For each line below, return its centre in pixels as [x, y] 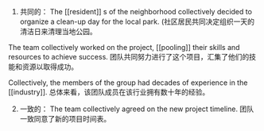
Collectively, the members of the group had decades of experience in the [128, 83]
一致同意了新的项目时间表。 [65, 119]
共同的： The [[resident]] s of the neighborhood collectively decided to [136, 12]
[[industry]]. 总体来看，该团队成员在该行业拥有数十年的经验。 [109, 92]
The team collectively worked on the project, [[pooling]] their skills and [124, 47]
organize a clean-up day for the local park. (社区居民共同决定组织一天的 [137, 21]
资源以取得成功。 [50, 67]
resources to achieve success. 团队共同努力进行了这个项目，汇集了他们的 [129, 57]
